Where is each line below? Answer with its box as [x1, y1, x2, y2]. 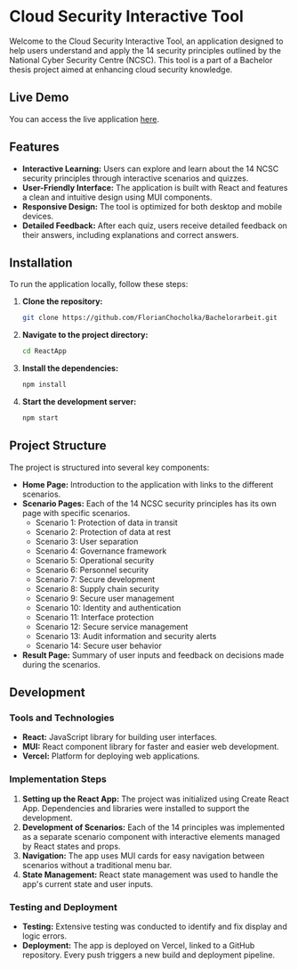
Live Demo [9, 90, 69, 105]
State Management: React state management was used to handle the [21, 869, 278, 880]
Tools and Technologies [9, 711, 115, 724]
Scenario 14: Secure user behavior [35, 640, 162, 651]
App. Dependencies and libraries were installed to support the [21, 802, 250, 813]
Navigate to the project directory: [21, 330, 149, 341]
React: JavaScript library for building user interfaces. [21, 732, 218, 743]
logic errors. [21, 930, 68, 941]
